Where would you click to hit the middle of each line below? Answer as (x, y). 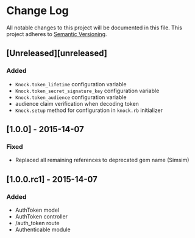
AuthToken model (37, 210)
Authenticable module (43, 229)
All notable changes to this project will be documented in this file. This (94, 28)
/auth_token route (37, 223)
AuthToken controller (41, 217)
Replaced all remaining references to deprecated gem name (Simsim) (102, 160)
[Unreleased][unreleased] (57, 54)
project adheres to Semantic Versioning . (57, 34)
